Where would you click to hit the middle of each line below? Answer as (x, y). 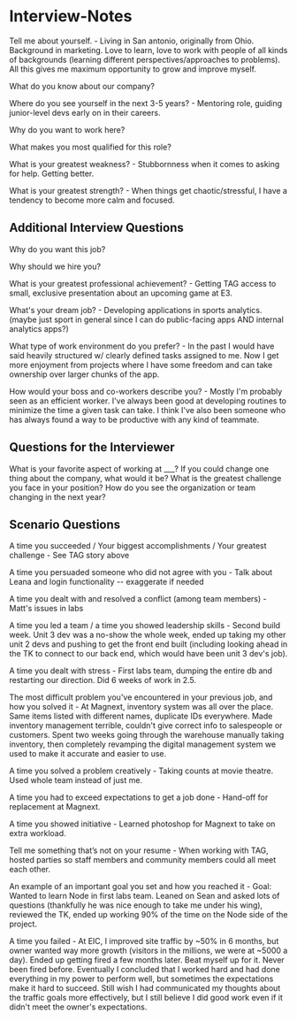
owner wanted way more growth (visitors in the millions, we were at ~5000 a (148, 951)
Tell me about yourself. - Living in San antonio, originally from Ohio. (132, 41)
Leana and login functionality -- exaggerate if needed (107, 582)
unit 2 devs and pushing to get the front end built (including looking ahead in (148, 644)
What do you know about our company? (82, 86)
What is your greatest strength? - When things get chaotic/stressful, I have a (148, 190)
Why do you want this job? (57, 249)
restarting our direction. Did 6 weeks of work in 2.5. (103, 680)
